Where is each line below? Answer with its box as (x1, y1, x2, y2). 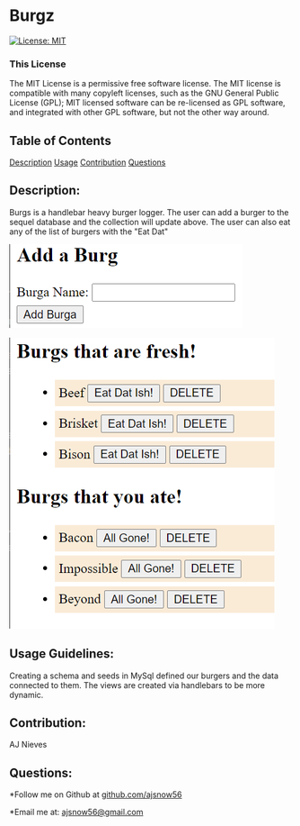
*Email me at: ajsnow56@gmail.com (9, 807, 144, 818)
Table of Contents (9, 132, 112, 149)
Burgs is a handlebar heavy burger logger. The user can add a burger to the (9, 206, 289, 217)
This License (9, 58, 66, 70)
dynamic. (9, 689, 44, 700)
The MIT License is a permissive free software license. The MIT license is (9, 78, 281, 89)
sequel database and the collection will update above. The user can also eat (9, 216, 291, 227)
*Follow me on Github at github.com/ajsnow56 (9, 789, 182, 800)
